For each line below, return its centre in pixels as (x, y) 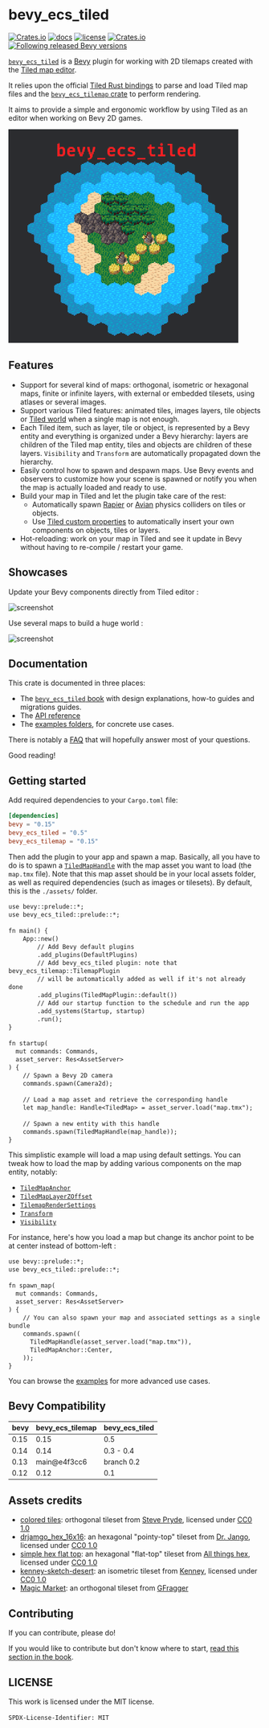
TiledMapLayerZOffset (56, 1196)
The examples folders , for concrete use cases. (97, 724)
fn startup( (28, 1043)
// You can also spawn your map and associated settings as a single (142, 1318)
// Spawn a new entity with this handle (91, 1123)
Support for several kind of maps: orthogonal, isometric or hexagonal (134, 384)
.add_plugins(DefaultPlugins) (88, 954)
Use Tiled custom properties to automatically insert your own (133, 521)
